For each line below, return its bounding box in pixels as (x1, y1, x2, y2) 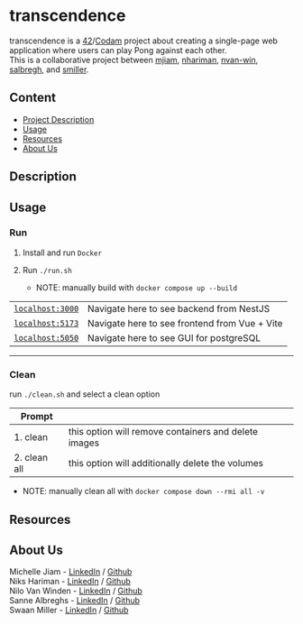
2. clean (14, 452, 48, 464)
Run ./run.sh (22, 264, 72, 275)
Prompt (20, 410, 53, 423)
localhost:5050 (14, 333, 79, 343)
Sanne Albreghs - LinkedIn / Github (9, 595, 141, 606)
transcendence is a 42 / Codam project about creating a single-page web (9, 35, 278, 46)
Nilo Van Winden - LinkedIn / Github (9, 585, 142, 596)
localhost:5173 (14, 317, 79, 328)
